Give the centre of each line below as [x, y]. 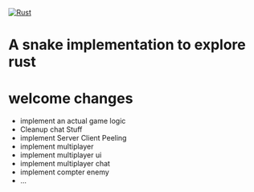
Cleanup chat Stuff [51, 129]
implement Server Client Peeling [73, 138]
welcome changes [71, 98]
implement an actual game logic [73, 121]
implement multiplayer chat [65, 164]
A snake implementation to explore [127, 45]
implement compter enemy [65, 172]
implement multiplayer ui [61, 155]
